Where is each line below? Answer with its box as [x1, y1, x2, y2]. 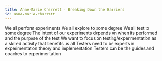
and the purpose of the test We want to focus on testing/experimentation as [5, 35, 157, 41]
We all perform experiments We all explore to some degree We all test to [5, 25, 149, 30]
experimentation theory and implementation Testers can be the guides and [5, 46, 154, 51]
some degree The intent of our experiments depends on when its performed [5, 30, 158, 36]
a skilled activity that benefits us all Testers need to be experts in [5, 40, 135, 46]
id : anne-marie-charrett [5, 12, 55, 16]
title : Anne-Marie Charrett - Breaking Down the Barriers [5, 7, 125, 12]
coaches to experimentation [5, 50, 61, 56]
